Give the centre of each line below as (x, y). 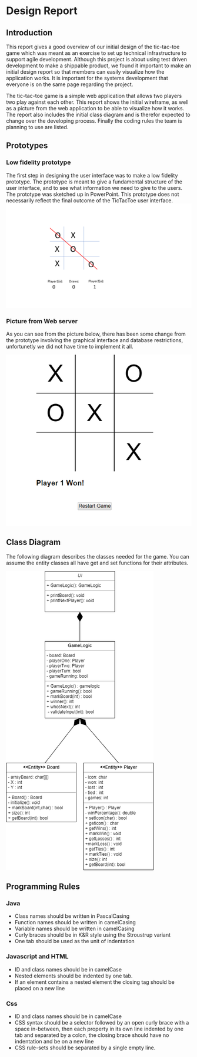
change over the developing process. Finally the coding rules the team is (94, 121)
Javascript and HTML (37, 957)
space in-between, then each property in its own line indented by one (99, 1029)
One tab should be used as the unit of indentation (75, 941)
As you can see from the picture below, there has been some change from (96, 334)
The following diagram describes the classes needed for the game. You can (98, 556)
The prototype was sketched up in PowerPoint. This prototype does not (93, 194)
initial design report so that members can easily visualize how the (85, 72)
